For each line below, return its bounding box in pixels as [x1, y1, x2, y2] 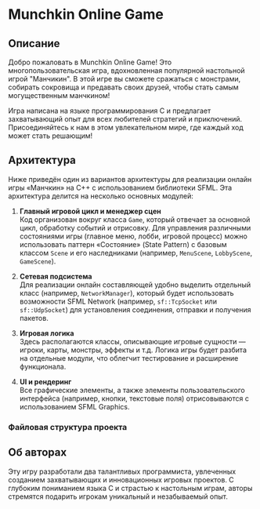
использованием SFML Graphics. [19, 402, 131, 411]
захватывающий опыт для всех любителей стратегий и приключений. [8, 115, 243, 123]
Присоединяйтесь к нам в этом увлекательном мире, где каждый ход [8, 123, 244, 132]
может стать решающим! [8, 131, 93, 140]
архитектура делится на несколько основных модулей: [8, 191, 193, 201]
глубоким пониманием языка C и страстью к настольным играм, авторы [8, 483, 253, 493]
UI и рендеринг [19, 376, 72, 386]
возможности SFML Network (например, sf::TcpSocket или [19, 296, 218, 306]
